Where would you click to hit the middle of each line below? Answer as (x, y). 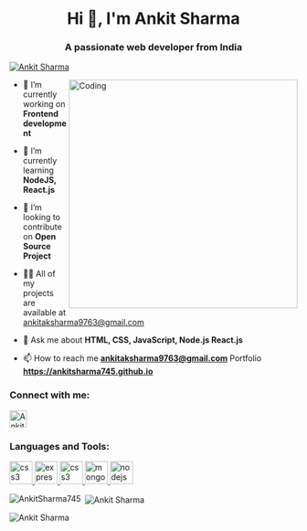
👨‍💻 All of (39, 274)
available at (44, 313)
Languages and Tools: (59, 446)
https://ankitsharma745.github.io (88, 372)
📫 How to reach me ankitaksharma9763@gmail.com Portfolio (142, 358)
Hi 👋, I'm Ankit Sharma (153, 19)
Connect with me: (50, 395)
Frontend (41, 114)
